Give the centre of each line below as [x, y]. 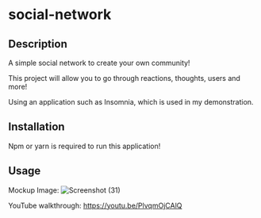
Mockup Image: [34, 190]
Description [38, 44]
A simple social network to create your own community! [99, 63]
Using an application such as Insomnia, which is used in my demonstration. [131, 102]
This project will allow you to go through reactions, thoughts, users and [124, 78]
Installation [36, 127]
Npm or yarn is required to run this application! [84, 146]
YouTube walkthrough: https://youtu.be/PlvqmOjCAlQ [95, 205]
